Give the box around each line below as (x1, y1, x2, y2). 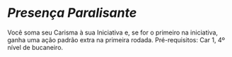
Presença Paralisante (7, 5, 137, 21)
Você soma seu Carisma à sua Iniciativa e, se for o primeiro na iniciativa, (7, 28, 218, 37)
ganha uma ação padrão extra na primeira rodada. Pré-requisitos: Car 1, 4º (7, 35, 225, 44)
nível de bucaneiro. (7, 43, 64, 51)
